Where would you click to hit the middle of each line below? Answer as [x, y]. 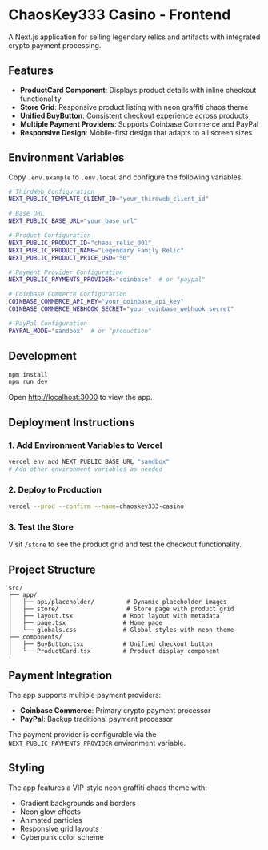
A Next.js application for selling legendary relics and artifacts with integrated [134, 37]
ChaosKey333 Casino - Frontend [120, 15]
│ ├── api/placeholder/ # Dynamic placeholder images [118, 602]
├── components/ [35, 637]
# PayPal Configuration [48, 323]
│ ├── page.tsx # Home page [85, 622]
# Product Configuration [50, 236]
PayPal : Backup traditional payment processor [96, 719]
